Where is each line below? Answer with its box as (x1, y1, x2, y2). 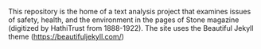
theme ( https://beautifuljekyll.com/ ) (8, 32, 125, 41)
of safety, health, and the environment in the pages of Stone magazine (8, 15, 240, 24)
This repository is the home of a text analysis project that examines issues (8, 7, 251, 16)
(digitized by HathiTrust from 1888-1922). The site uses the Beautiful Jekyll (8, 24, 254, 32)
